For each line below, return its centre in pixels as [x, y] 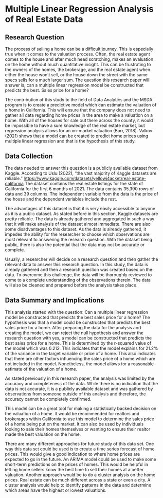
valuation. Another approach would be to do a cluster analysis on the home [80, 475]
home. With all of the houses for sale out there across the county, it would [79, 120]
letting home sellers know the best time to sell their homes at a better [74, 469]
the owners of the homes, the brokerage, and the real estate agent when [78, 70]
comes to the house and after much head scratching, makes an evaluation [79, 59]
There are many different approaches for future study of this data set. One [80, 444]
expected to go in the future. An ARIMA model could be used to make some [81, 459]
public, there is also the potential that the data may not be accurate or [75, 245]
